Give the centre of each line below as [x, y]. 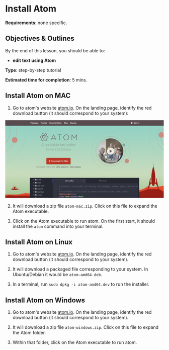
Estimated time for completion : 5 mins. [46, 80]
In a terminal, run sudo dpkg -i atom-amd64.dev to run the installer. [81, 284]
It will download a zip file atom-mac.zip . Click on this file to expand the [85, 206]
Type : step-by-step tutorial [33, 70]
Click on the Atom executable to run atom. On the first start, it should [83, 221]
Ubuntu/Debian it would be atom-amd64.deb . [57, 275]
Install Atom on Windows [45, 300]
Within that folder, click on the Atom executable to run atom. [75, 342]
